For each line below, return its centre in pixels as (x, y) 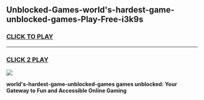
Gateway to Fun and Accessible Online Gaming (66, 90)
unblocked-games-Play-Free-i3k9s (75, 20)
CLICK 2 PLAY (27, 59)
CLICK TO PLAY (30, 37)
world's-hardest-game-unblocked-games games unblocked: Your (92, 84)
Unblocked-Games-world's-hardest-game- (90, 10)
